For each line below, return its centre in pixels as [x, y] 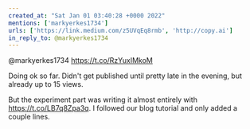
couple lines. [29, 117]
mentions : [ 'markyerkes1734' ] [59, 23]
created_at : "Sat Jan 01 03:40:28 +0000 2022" [87, 16]
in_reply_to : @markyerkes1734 [59, 38]
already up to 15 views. [46, 84]
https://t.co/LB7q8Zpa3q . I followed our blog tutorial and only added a [123, 108]
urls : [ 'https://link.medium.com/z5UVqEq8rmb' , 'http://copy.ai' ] [121, 30]
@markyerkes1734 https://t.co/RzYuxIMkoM [81, 61]
